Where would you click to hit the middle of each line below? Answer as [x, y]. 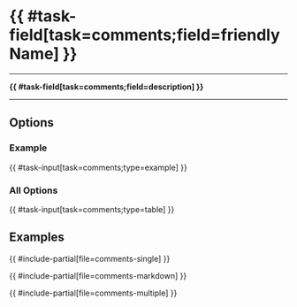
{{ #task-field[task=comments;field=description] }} [107, 87]
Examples [37, 238]
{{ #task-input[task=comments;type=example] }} [98, 167]
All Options [34, 190]
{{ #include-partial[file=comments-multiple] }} [93, 293]
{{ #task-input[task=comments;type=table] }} [92, 209]
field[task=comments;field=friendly [145, 35]
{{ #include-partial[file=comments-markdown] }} [98, 275]
